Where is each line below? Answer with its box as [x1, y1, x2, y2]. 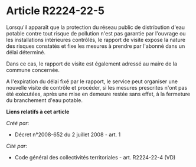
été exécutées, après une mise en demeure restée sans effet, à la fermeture [6, 90, 191, 97]
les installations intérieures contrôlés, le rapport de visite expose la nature [6, 36, 186, 43]
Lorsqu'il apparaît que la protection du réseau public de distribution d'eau [6, 24, 185, 31]
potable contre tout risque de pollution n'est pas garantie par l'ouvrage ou [6, 30, 186, 37]
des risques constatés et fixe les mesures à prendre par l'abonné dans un [6, 42, 185, 50]
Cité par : [6, 142, 28, 149]
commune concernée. [6, 66, 60, 73]
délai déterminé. [6, 48, 46, 55]
